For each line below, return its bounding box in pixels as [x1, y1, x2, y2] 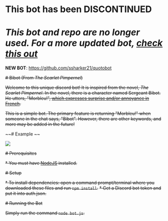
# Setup [5, 170, 22, 176]
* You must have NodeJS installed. [5, 160, 77, 166]
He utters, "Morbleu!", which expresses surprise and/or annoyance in [5, 95, 149, 102]
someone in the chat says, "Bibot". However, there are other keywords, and [5, 116, 161, 122]
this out [5, 48, 38, 60]
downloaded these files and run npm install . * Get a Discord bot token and [5, 185, 161, 191]
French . [5, 101, 21, 107]
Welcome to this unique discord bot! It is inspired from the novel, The [5, 84, 149, 91]
